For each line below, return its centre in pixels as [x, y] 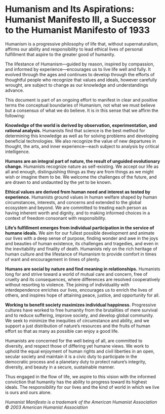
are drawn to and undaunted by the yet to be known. [59, 182]
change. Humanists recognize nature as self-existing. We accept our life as [82, 166]
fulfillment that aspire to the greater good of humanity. [60, 54]
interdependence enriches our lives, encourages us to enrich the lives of [79, 290]
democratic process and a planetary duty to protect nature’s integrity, [76, 362]
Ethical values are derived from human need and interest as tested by [78, 192]
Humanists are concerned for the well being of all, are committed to [74, 341]
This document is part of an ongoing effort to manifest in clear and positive [82, 100]
